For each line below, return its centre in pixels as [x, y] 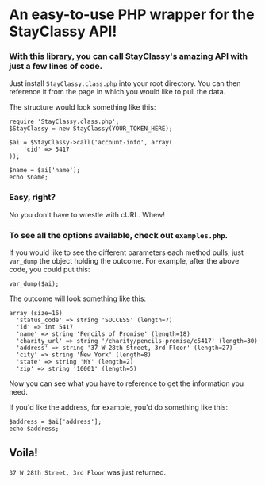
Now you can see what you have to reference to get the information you [127, 383]
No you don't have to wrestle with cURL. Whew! [87, 214]
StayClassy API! [63, 31]
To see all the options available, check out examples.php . [119, 235]
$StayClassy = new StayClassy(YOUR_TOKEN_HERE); [91, 129]
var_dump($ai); [34, 284]
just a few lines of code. [56, 67]
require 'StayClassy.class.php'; [64, 122]
